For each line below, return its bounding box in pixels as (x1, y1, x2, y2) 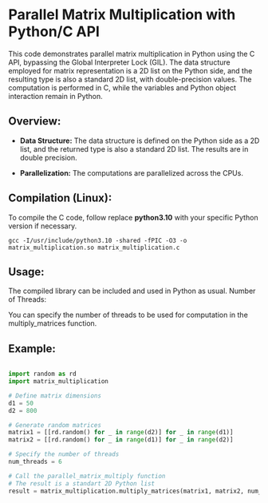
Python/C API (8, 22, 100, 41)
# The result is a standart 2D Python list (8, 479, 156, 488)
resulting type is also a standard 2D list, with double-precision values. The (8, 74, 252, 84)
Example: (8, 342, 56, 355)
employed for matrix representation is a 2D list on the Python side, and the (8, 65, 253, 75)
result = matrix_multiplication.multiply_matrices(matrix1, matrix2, (8, 487, 245, 495)
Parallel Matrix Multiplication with (8, 6, 236, 24)
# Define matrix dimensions (8, 391, 102, 400)
